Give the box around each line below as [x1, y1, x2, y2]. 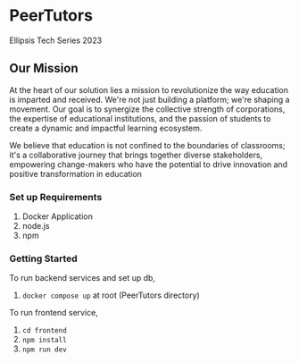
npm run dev [21, 345, 67, 354]
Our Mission [9, 61, 79, 76]
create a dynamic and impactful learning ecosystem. [9, 122, 203, 133]
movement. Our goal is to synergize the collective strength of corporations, [9, 104, 286, 114]
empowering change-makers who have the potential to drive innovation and [9, 158, 288, 170]
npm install [21, 336, 67, 345]
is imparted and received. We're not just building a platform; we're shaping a [9, 94, 290, 105]
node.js [21, 221, 51, 232]
